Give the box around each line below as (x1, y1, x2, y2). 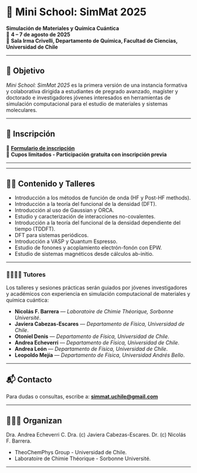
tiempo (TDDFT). (14, 225, 56, 232)
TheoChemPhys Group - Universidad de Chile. (14, 449, 127, 456)
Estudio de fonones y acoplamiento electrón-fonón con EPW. (14, 244, 162, 251)
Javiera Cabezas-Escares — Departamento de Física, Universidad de (14, 320, 185, 327)
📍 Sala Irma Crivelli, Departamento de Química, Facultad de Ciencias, (6, 37, 178, 44)
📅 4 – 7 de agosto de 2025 (6, 31, 70, 38)
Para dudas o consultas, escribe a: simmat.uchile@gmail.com (6, 393, 158, 400)
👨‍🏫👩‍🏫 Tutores (6, 271, 46, 279)
